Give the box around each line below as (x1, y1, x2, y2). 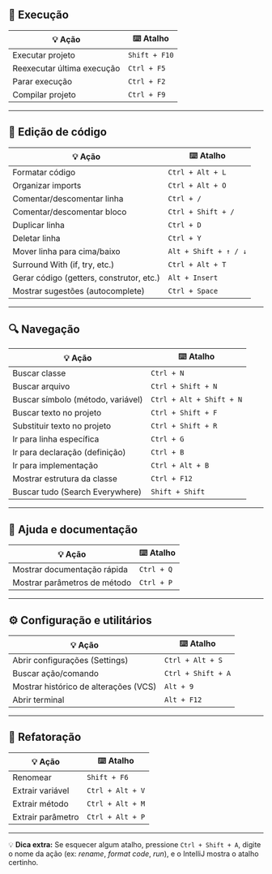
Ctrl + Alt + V (86, 786, 146, 795)
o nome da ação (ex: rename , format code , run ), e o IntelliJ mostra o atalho (8, 849, 259, 859)
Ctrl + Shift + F (151, 408, 218, 418)
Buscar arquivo (12, 381, 70, 392)
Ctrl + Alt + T (168, 260, 227, 269)
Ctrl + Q (138, 565, 172, 575)
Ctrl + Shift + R (151, 421, 218, 431)
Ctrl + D (168, 220, 202, 230)
